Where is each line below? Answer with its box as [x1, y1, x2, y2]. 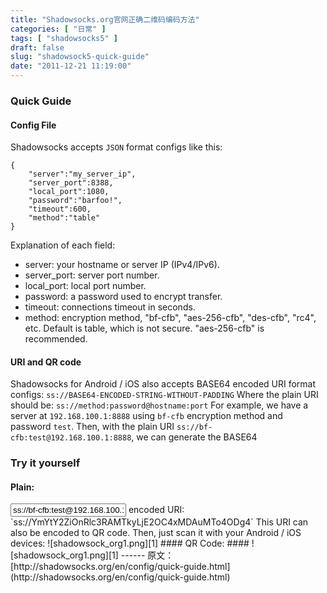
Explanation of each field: [10, 239, 116, 251]
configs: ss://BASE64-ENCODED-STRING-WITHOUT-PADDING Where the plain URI [10, 389, 319, 401]
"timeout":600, [28, 204, 92, 215]
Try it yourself [10, 456, 81, 470]
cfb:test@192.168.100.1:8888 [10, 433, 132, 443]
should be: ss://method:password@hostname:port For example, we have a [10, 399, 309, 411]
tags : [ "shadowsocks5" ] [10, 33, 118, 43]
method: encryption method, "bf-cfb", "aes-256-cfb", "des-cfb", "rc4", [24, 312, 317, 324]
